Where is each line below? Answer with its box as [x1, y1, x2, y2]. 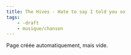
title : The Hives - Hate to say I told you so [6, 8, 126, 15]
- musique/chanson [17, 25, 63, 32]
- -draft [17, 20, 39, 26]
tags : [6, 14, 20, 20]
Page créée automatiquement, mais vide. [6, 42, 109, 49]
